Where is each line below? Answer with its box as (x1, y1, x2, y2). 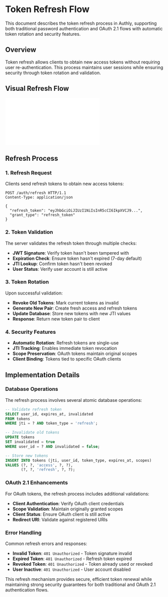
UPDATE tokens (5, 435, 35, 440)
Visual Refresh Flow (5, 84, 69, 93)
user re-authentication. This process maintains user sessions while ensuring (5, 64, 163, 70)
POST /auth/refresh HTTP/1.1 (5, 191, 66, 196)
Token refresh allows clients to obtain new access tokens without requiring (5, 59, 160, 65)
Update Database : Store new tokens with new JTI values (12, 310, 131, 316)
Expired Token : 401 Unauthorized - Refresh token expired (12, 556, 132, 562)
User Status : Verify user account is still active (12, 266, 108, 272)
